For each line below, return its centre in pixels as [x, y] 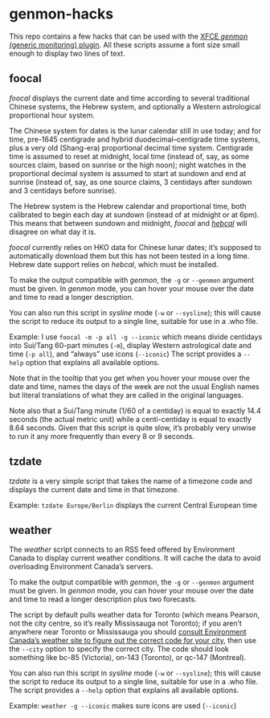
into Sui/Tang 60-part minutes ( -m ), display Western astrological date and [130, 345]
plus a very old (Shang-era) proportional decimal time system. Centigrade [131, 148]
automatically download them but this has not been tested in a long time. [129, 256]
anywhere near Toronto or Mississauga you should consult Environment [128, 632]
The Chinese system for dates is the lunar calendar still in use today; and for [135, 130]
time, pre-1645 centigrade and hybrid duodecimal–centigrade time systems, [135, 139]
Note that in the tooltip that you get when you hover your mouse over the [129, 378]
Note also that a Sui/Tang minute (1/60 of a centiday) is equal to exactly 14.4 [135, 410]
